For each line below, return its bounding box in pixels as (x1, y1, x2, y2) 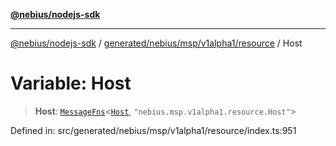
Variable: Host (10, 72, 132, 95)
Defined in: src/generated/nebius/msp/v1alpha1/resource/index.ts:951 (10, 124, 297, 136)
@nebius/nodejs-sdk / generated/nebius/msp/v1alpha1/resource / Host (10, 37, 303, 49)
